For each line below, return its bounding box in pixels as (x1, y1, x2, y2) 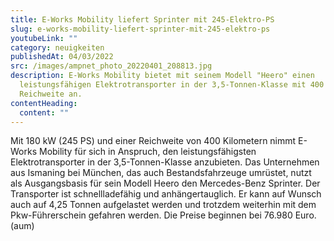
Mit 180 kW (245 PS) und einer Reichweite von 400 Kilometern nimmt (10, 135, 297, 147)
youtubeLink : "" (10, 33, 78, 43)
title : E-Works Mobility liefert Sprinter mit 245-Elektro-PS (10, 14, 275, 25)
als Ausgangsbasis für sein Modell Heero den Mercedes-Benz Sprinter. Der (10, 177, 321, 190)
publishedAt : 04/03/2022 (10, 52, 114, 62)
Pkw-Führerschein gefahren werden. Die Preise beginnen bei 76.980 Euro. (10, 209, 317, 221)
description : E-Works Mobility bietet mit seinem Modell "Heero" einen (10, 71, 315, 81)
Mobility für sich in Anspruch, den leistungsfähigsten (38, 146, 257, 158)
